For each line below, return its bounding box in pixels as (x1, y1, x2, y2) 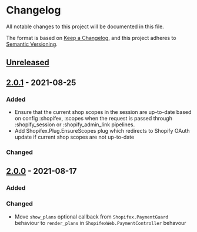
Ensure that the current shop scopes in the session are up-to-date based (14, 109, 192, 116)
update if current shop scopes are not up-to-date (14, 133, 135, 141)
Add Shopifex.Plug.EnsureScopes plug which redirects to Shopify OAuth (14, 127, 190, 135)
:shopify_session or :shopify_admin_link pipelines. (14, 121, 135, 128)
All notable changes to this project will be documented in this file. (6, 23, 165, 30)
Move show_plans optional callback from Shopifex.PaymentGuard (14, 213, 169, 220)
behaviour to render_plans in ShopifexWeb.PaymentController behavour (14, 219, 186, 226)
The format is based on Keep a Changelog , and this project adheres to (6, 34, 176, 41)
